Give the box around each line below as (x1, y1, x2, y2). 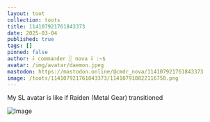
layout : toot (7, 10, 45, 17)
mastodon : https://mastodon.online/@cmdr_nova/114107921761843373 (7, 68, 204, 75)
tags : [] (7, 42, 33, 49)
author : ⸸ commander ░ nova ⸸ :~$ (7, 55, 106, 62)
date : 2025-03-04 (7, 29, 58, 37)
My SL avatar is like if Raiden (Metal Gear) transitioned (7, 94, 163, 102)
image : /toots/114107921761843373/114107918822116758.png (7, 74, 179, 82)
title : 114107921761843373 (7, 23, 86, 30)
